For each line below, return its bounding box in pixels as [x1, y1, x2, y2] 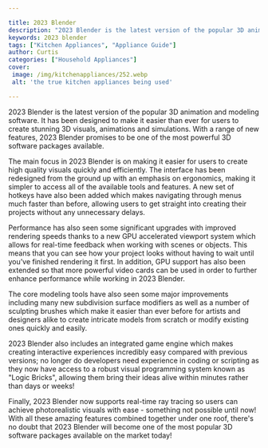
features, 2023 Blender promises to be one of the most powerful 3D [8, 133, 231, 142]
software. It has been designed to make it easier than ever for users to [8, 115, 239, 125]
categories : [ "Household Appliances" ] [8, 56, 137, 64]
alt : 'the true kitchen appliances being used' [11, 77, 173, 86]
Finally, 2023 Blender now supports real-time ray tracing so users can [8, 396, 238, 406]
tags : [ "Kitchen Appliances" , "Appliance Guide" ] [8, 41, 177, 49]
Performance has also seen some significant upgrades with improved [8, 223, 237, 232]
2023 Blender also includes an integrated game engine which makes [8, 339, 234, 348]
